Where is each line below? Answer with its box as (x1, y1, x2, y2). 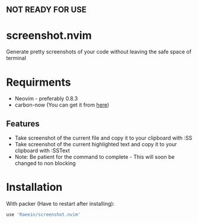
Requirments (6, 76, 71, 89)
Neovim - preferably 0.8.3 (14, 95, 78, 102)
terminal (6, 55, 27, 62)
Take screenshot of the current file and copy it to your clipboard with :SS (14, 134, 193, 142)
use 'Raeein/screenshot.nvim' (6, 212, 81, 218)
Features (6, 118, 40, 128)
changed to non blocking (14, 160, 76, 167)
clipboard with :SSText (14, 147, 70, 154)
